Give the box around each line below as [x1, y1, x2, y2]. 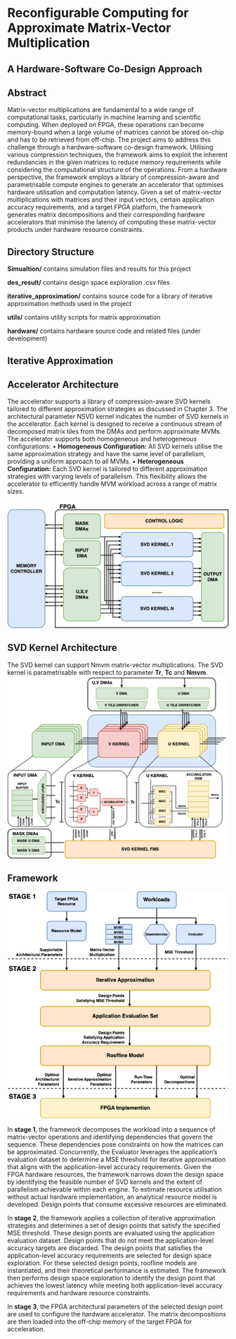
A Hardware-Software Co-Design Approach [7, 63, 202, 75]
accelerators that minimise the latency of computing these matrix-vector [7, 218, 216, 226]
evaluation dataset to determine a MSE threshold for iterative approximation [7, 1155, 226, 1163]
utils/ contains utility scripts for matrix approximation [7, 313, 161, 322]
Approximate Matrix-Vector [7, 20, 171, 36]
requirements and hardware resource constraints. [7, 1288, 151, 1297]
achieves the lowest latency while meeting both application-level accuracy [7, 1281, 223, 1290]
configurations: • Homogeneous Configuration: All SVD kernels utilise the [7, 442, 223, 451]
